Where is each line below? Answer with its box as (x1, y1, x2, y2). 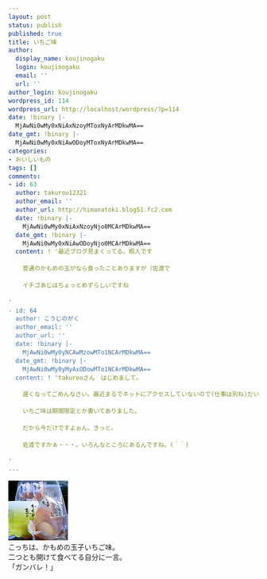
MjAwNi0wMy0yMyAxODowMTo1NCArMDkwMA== (22, 365, 151, 373)
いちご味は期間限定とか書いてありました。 (22, 407, 141, 415)
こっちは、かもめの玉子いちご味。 (8, 542, 120, 552)
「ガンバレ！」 (8, 562, 57, 572)
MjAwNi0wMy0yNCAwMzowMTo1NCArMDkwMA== (22, 348, 151, 356)
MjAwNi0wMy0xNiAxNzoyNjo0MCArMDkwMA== (22, 223, 151, 231)
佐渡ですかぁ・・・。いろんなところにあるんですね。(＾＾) (22, 441, 189, 449)
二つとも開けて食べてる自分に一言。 (8, 553, 127, 562)
